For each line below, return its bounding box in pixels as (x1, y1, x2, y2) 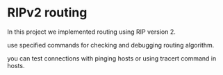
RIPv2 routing (7, 5, 88, 21)
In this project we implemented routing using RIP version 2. (7, 28, 176, 36)
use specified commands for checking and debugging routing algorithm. (7, 41, 215, 49)
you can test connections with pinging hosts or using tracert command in (7, 54, 217, 63)
